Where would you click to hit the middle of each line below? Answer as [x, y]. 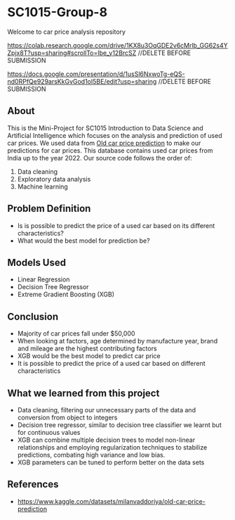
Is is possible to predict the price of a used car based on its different [116, 225]
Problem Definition [49, 209]
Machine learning [42, 186]
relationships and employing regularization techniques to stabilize [112, 447]
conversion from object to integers [67, 417]
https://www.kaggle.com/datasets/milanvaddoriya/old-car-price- [111, 501]
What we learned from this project [83, 393]
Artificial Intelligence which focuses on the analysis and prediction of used [115, 135]
